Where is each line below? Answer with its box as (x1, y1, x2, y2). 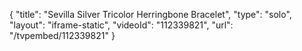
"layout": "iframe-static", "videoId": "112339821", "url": (9, 19, 234, 31)
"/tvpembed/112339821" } (9, 30, 116, 41)
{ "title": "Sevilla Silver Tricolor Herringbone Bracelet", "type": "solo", (9, 9, 292, 20)
